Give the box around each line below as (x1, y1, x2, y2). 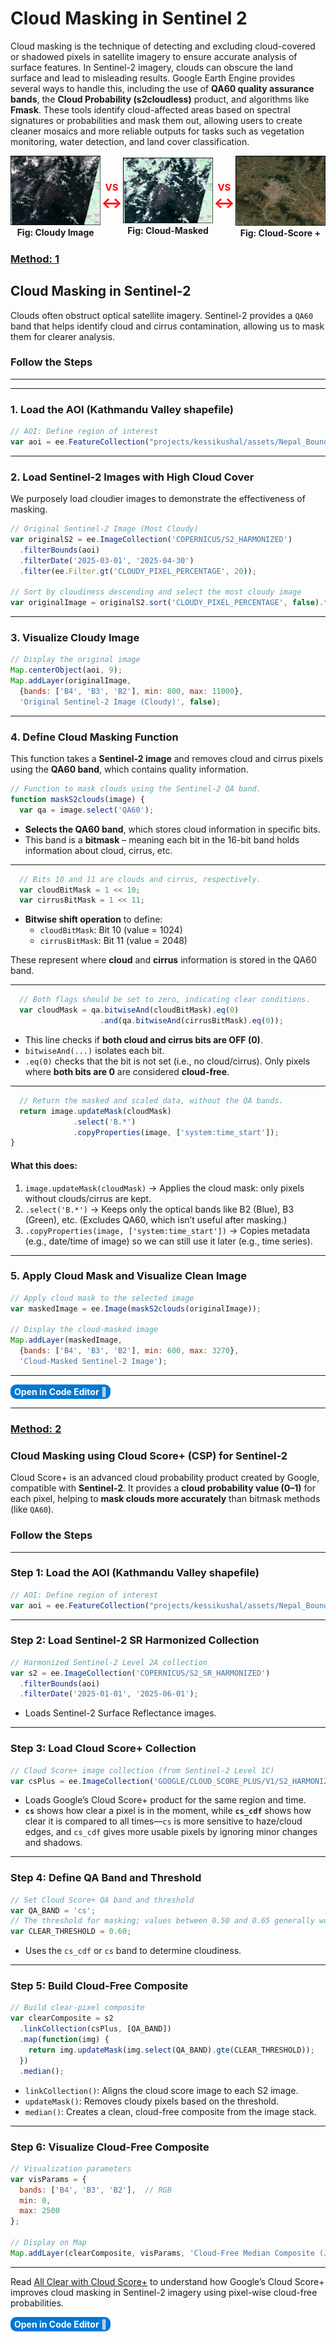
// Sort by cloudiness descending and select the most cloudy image (10, 587, 302, 597)
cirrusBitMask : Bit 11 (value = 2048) (39, 935, 188, 947)
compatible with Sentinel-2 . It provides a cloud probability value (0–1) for (10, 1482, 316, 1494)
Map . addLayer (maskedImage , (10, 1335, 123, 1346)
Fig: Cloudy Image (16, 227, 95, 239)
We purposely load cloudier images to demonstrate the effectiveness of (10, 493, 306, 505)
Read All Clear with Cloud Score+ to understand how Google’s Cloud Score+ (10, 2275, 325, 2287)
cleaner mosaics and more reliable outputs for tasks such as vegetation (10, 125, 305, 137)
